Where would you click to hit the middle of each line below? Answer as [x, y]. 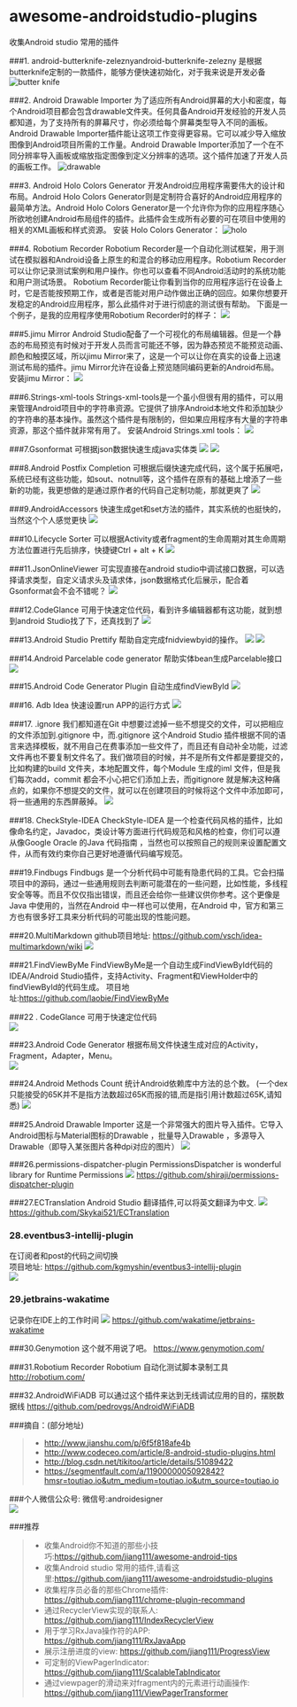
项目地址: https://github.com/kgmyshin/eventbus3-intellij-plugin [125, 1267]
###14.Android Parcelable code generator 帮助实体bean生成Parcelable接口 [146, 659]
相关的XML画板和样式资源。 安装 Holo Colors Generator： [115, 230]
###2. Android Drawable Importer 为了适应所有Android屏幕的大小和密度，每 [148, 100]
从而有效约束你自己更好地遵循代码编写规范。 [106, 853]
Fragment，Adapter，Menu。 [63, 1056]
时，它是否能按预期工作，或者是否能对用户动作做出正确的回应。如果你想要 [145, 292]
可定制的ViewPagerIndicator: [97, 1662]
